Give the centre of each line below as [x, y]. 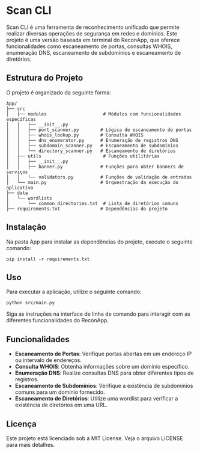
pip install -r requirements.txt [48, 259]
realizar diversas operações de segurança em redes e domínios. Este [92, 33]
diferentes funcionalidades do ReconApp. [58, 321]
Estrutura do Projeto [45, 78]
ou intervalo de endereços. [48, 360]
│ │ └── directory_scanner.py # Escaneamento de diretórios [91, 151]
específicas [21, 119]
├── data [17, 193]
